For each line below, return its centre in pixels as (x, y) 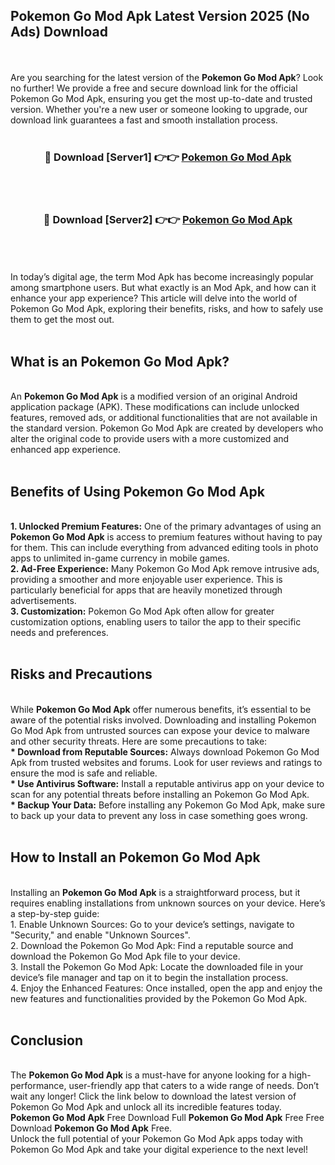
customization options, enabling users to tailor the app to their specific (156, 622)
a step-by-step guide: (55, 913)
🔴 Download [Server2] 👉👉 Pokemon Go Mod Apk (168, 220)
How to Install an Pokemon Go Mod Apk (135, 857)
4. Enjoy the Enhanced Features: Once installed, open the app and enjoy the (166, 988)
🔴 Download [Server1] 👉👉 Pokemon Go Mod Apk (168, 157)
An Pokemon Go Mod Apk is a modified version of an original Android (154, 396)
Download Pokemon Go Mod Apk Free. (91, 1128)
